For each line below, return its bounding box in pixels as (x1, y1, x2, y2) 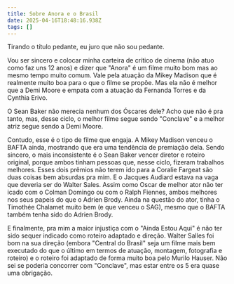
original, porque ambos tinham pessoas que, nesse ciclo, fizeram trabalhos (7, 158, 224, 167)
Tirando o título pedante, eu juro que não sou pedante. (7, 43, 165, 51)
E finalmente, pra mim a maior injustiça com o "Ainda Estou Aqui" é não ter (7, 224, 223, 233)
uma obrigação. (7, 269, 53, 278)
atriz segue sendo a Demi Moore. (7, 122, 104, 131)
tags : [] (7, 23, 33, 30)
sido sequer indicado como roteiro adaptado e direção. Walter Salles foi (7, 231, 214, 240)
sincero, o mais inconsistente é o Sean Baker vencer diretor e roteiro (7, 150, 205, 159)
